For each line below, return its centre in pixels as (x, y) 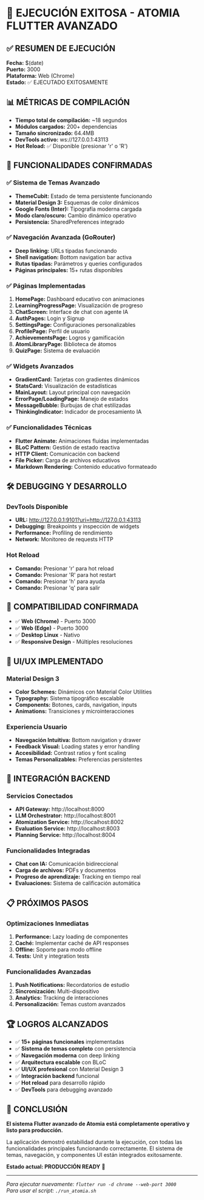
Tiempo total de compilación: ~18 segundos (71, 120)
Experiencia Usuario (37, 727)
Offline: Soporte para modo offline (58, 950)
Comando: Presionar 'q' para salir (57, 588)
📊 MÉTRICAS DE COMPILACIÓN (68, 102)
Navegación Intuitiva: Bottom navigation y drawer (78, 740)
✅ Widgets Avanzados (40, 366)
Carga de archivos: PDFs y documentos (66, 870)
